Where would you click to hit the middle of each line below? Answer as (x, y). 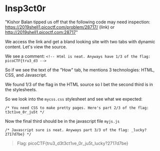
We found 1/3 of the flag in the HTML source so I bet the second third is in (79, 84)
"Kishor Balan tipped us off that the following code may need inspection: (78, 22)
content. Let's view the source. (36, 47)
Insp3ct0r (26, 8)
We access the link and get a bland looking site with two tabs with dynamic (80, 41)
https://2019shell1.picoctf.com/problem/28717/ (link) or (60, 27)
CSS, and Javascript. (26, 75)
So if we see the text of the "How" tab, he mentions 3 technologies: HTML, (80, 70)
